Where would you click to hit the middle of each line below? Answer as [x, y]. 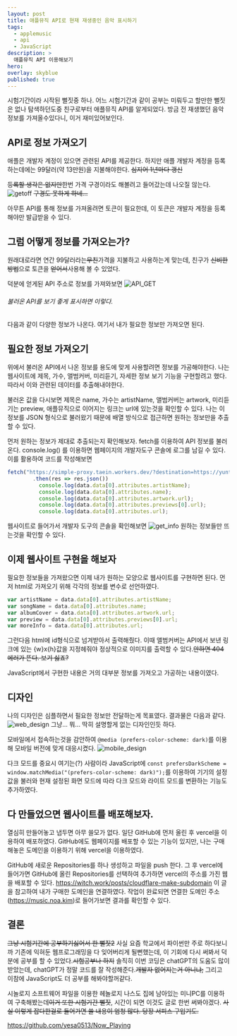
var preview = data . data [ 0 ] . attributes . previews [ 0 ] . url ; [93, 619]
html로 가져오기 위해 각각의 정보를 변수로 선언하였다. [87, 586]
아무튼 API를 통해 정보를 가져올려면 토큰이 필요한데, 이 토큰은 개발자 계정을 [110, 208]
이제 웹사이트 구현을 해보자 [62, 559]
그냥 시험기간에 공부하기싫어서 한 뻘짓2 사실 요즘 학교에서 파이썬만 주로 [105, 943]
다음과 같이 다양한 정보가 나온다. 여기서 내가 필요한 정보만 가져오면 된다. [106, 325]
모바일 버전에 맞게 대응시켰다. [55, 748]
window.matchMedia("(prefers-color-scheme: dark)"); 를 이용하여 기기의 [111, 772]
